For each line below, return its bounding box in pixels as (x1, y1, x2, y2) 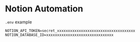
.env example (5, 19, 32, 25)
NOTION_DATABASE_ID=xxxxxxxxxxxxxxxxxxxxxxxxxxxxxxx (5, 32, 114, 37)
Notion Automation (5, 3, 83, 14)
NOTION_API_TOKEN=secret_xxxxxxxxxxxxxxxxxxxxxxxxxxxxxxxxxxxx (5, 28, 136, 33)
